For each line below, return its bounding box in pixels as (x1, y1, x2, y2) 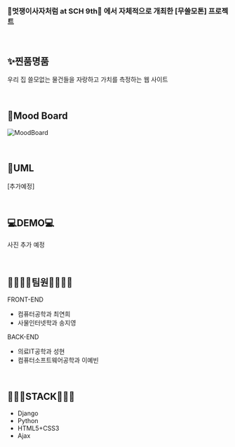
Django (17, 409, 39, 417)
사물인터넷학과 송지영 (17, 318, 76, 328)
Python (17, 417, 39, 425)
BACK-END (7, 332, 39, 342)
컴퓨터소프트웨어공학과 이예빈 (17, 356, 100, 365)
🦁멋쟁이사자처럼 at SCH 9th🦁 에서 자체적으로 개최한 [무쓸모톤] (7, 6, 207, 15)
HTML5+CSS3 (17, 424, 60, 433)
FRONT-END (7, 295, 44, 304)
